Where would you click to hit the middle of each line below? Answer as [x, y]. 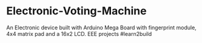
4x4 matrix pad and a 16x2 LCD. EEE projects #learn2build [79, 33]
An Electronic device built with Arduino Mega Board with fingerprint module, [102, 27]
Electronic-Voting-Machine [76, 11]
